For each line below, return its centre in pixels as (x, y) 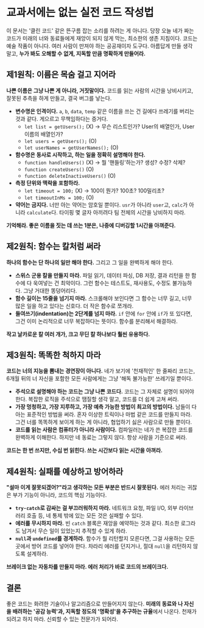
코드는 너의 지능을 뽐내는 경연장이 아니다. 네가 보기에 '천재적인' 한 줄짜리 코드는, (101, 371)
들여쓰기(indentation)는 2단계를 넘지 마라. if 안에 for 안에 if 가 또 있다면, (104, 313)
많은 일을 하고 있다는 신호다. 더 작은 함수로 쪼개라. (74, 305)
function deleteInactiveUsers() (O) (70, 175)
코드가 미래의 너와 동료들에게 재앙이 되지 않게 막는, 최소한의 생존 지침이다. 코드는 (102, 38)
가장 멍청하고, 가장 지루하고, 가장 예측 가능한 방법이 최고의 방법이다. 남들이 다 (106, 407)
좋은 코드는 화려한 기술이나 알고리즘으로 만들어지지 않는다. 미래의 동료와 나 (95, 604)
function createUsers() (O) (59, 169)
